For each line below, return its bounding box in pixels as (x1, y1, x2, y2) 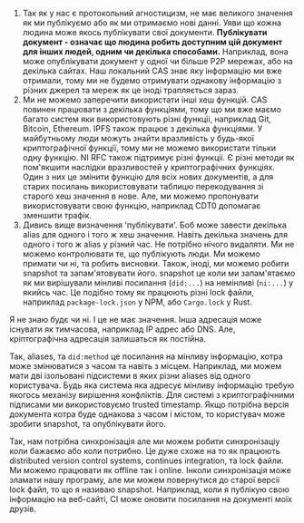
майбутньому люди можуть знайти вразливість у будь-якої (22, 133, 254, 143)
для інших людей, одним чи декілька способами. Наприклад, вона (22, 46, 289, 57)
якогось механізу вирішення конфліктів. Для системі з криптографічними (9, 390, 295, 400)
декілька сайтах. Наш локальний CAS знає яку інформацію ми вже (22, 65, 283, 76)
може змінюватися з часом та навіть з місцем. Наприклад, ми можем (9, 361, 282, 371)
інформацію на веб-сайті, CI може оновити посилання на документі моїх (9, 494, 293, 504)
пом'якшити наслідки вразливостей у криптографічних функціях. (22, 162, 275, 172)
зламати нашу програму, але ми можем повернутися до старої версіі (9, 475, 280, 485)
